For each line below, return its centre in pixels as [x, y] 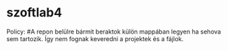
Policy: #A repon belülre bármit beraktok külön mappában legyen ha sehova [114, 32]
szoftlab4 [34, 13]
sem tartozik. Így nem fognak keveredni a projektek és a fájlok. [95, 38]
